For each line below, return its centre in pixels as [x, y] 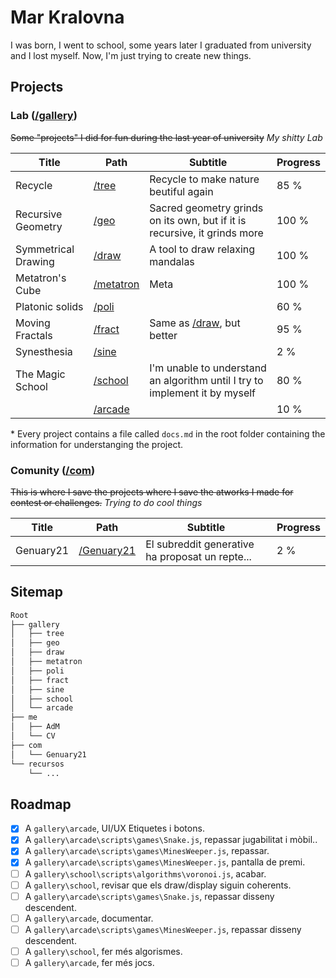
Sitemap [37, 592]
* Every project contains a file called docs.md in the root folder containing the [168, 433]
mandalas [172, 261]
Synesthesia [44, 351]
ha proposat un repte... [198, 556]
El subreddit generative [200, 544]
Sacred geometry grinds [206, 208]
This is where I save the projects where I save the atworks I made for [152, 492]
